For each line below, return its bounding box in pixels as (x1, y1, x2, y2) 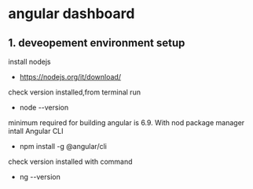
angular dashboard (8, 5, 135, 23)
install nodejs (8, 57, 51, 66)
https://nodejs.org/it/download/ (19, 72, 122, 81)
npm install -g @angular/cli (19, 142, 108, 150)
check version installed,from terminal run (8, 87, 141, 97)
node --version (19, 103, 69, 112)
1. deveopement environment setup (8, 36, 185, 50)
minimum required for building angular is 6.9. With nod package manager (8, 118, 245, 127)
